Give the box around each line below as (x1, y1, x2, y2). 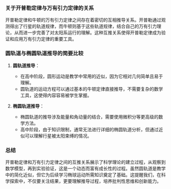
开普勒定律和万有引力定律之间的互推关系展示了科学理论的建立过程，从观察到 (5, 159, 166, 165)
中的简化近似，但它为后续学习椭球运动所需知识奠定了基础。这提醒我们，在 (5, 171, 161, 178)
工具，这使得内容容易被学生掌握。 (20, 92, 92, 98)
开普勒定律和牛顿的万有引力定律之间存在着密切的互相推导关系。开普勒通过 (5, 17, 161, 23)
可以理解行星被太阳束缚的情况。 (24, 133, 92, 139)
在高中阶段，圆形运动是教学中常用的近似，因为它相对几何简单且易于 (20, 73, 163, 79)
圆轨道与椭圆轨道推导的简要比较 (5, 50, 84, 57)
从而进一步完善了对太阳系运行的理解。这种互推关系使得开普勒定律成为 (14, 29, 161, 36)
